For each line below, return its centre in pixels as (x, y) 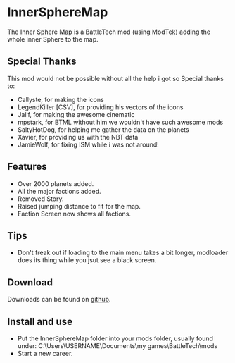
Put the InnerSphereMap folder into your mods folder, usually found (115, 338)
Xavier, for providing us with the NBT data (78, 137)
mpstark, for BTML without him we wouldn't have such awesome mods (120, 122)
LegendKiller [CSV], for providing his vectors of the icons (100, 107)
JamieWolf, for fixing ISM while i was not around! (88, 144)
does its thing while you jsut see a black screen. (87, 260)
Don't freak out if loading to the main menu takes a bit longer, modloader (123, 253)
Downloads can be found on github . (59, 300)
